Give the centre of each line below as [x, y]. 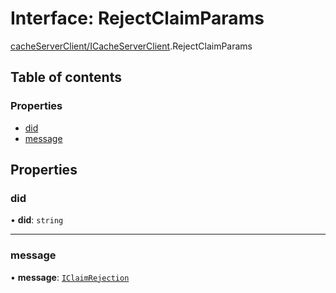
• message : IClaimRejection [70, 277]
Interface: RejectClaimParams [137, 18]
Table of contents [66, 77]
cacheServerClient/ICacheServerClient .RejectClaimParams [131, 46]
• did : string [37, 220]
